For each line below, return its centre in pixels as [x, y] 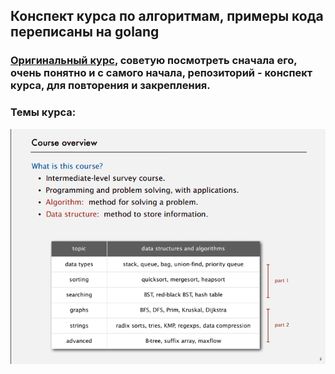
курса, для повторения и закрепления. [110, 86]
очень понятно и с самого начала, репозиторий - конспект [161, 73]
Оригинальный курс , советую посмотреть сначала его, [154, 61]
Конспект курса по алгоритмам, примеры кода [167, 16]
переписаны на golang [85, 32]
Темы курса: [43, 112]
